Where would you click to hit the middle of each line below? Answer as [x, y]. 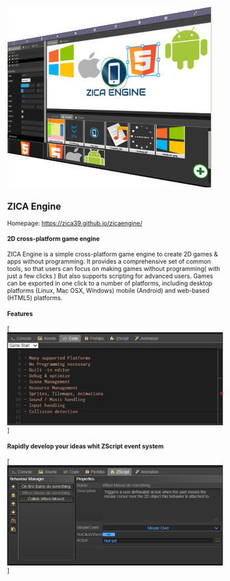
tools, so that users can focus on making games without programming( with [114, 269]
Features [20, 313]
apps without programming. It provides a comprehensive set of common [109, 261]
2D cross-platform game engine [53, 239]
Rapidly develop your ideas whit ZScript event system [86, 446]
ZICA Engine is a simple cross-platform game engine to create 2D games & [113, 254]
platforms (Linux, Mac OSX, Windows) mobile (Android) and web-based [108, 291]
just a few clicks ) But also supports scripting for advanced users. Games [110, 276]
